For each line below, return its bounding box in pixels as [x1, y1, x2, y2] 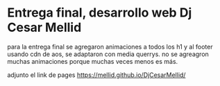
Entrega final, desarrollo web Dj [7, 5, 192, 21]
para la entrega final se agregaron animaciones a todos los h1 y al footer [7, 42, 213, 51]
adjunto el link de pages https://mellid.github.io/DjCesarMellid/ [7, 71, 186, 79]
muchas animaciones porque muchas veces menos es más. [7, 57, 178, 65]
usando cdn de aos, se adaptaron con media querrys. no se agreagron [7, 50, 210, 58]
